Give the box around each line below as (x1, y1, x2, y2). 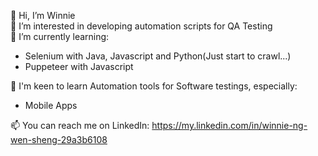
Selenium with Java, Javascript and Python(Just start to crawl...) (24, 50, 292, 62)
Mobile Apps (24, 100, 78, 111)
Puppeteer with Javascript (24, 61, 134, 72)
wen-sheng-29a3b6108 (10, 134, 108, 145)
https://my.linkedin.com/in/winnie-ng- (151, 120, 308, 131)
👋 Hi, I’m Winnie (10, 10, 76, 21)
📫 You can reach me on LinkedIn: (10, 120, 150, 131)
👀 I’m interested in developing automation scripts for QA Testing (10, 20, 273, 32)
